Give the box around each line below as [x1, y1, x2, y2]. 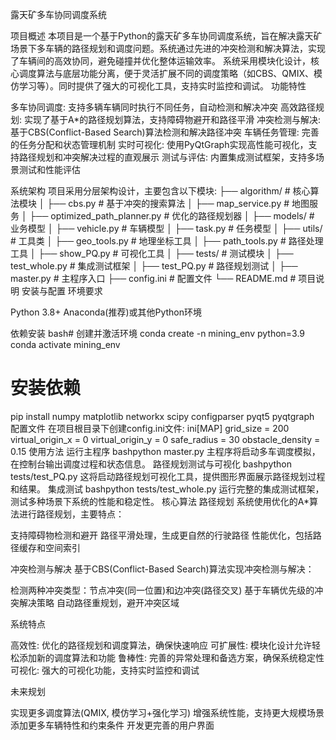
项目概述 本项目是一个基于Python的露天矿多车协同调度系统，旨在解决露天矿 [10, 30, 323, 42]
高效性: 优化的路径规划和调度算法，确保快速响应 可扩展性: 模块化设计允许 [10, 639, 312, 651]
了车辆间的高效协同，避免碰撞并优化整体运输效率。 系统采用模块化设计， [10, 55, 311, 67]
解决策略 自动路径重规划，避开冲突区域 [18, 596, 180, 608]
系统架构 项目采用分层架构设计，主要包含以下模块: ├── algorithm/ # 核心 [10, 185, 311, 197]
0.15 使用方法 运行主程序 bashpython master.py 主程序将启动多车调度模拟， [10, 445, 321, 457]
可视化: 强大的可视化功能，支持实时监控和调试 [10, 664, 200, 676]
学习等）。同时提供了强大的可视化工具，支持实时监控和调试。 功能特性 [18, 80, 307, 92]
